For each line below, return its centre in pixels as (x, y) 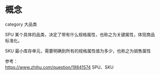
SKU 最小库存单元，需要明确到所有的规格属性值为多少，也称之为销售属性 (78, 51)
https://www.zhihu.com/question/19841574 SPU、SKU (59, 67)
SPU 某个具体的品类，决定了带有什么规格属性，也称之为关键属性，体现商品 (80, 34)
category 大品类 (21, 24)
